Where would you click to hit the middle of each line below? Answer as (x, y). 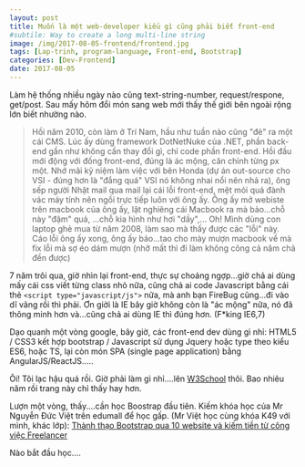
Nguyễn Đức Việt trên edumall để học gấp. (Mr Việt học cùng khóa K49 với (150, 415)
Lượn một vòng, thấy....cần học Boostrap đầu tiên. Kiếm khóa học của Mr (147, 406)
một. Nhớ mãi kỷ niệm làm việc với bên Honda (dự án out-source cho (161, 171)
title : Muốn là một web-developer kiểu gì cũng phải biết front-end (142, 26)
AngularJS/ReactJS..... (51, 360)
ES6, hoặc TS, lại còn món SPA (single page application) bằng (126, 351)
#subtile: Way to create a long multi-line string (107, 35)
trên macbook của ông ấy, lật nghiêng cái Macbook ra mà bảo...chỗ (158, 209)
